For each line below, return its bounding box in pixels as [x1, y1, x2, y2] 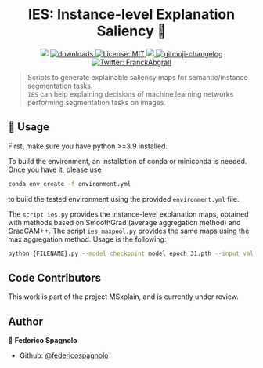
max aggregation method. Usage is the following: [8, 234, 167, 244]
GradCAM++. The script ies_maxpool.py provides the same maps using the [8, 226, 250, 235]
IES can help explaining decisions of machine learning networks [27, 89, 234, 99]
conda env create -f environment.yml [8, 180, 131, 188]
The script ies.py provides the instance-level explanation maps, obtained [8, 210, 249, 219]
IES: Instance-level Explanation [27, 5, 236, 24]
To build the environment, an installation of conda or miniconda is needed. [8, 156, 247, 166]
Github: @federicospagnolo [19, 351, 109, 360]
